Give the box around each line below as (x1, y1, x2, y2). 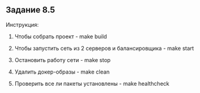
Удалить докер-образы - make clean (14, 68, 110, 75)
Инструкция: (6, 21, 39, 28)
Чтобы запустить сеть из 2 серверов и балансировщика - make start (14, 44, 194, 52)
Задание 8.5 (6, 5, 56, 15)
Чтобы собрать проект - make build (14, 33, 108, 40)
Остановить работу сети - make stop (14, 56, 111, 63)
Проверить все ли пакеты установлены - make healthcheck (14, 80, 169, 87)
